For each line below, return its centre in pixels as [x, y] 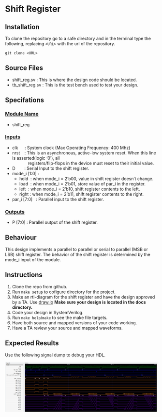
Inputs [13, 137]
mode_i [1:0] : [26, 173]
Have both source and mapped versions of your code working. [74, 323]
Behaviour [21, 238]
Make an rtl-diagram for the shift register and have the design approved [83, 297]
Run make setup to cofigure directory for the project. [64, 292]
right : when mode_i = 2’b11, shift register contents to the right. [81, 194]
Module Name [22, 114]
